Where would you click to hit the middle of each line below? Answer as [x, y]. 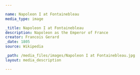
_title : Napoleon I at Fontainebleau [44, 28]
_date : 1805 [17, 42]
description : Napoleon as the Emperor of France [57, 32]
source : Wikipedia [24, 46]
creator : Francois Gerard [32, 37]
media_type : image [24, 19]
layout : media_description [33, 60]
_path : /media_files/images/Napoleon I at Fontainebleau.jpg [70, 55]
